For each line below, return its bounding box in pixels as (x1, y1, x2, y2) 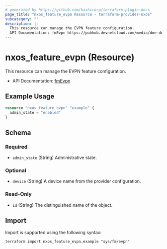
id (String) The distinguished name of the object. (12, 202, 113, 208)
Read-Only (5, 191, 32, 198)
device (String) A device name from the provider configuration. (12, 178, 141, 184)
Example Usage (5, 92, 55, 101)
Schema (5, 128, 31, 137)
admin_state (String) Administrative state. (12, 155, 97, 161)
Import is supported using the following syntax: (5, 230, 102, 236)
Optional (5, 167, 26, 174)
